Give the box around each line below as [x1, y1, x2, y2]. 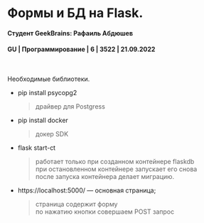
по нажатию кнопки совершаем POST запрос [35, 207, 175, 216]
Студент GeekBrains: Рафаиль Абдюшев [7, 28, 134, 37]
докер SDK [35, 129, 69, 138]
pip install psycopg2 [17, 88, 77, 97]
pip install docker [17, 116, 69, 124]
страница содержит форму [35, 200, 118, 208]
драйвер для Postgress [35, 102, 105, 111]
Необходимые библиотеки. [7, 75, 90, 83]
